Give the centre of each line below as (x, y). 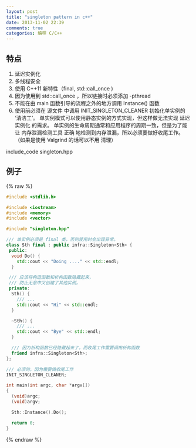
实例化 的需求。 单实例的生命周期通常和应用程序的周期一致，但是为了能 (101, 125)
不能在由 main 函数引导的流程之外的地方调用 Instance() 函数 (87, 103)
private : (19, 288)
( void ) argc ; (26, 396)
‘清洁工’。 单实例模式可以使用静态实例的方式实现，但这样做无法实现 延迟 (102, 117)
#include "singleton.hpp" (38, 229)
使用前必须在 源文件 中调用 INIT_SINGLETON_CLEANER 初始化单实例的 (100, 110)
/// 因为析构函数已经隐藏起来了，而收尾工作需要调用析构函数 (76, 348)
